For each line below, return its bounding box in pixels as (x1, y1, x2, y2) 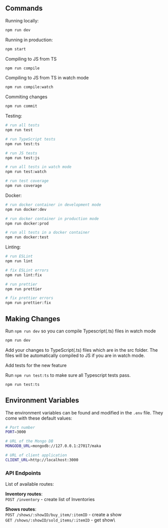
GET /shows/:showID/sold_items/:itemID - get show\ (5, 517, 116, 523)
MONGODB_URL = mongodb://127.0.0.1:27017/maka (5, 443, 101, 449)
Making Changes (5, 314, 61, 323)
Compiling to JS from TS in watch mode (5, 75, 89, 81)
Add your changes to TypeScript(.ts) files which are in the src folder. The (5, 347, 158, 353)
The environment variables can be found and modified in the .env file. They (5, 409, 163, 415)
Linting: (5, 244, 21, 250)
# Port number (5, 425, 36, 430)
